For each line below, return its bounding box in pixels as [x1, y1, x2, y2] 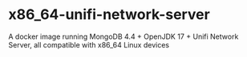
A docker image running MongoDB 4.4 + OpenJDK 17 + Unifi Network [8, 32, 239, 41]
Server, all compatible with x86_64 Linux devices [8, 40, 170, 49]
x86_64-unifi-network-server [8, 6, 210, 24]
